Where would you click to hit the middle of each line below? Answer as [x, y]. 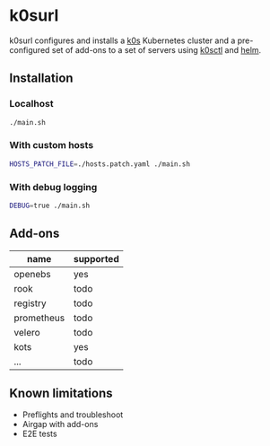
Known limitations [61, 394]
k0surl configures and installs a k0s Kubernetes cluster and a [122, 40]
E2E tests [39, 434]
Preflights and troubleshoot [73, 415]
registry [30, 303]
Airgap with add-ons [60, 424]
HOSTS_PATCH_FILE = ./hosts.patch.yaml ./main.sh [100, 164]
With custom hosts [52, 145]
